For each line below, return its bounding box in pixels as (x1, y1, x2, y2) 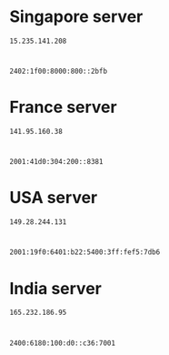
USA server (9, 188, 98, 208)
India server (9, 278, 102, 299)
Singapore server (9, 6, 144, 27)
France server (9, 97, 117, 117)
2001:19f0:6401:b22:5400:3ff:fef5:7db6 (9, 248, 161, 257)
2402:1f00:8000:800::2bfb (9, 66, 107, 76)
